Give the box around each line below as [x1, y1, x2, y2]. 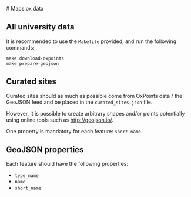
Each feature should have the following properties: [6, 160, 128, 168]
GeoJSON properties [6, 145, 84, 155]
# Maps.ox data [6, 5, 44, 12]
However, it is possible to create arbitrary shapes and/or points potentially [6, 110, 185, 117]
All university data [6, 22, 75, 32]
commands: [6, 44, 35, 51]
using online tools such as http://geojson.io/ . [6, 116, 113, 123]
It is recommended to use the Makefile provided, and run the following [6, 38, 177, 45]
